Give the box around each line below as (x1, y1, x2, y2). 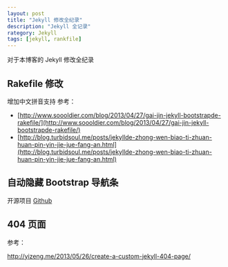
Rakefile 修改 (7, 77, 64, 90)
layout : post (7, 10, 45, 17)
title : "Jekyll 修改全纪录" (7, 17, 83, 23)
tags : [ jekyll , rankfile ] (7, 36, 82, 43)
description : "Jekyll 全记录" (7, 23, 91, 30)
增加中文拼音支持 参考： (7, 97, 76, 106)
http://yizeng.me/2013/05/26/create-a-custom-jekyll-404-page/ (7, 252, 191, 260)
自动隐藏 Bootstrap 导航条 (7, 177, 119, 188)
